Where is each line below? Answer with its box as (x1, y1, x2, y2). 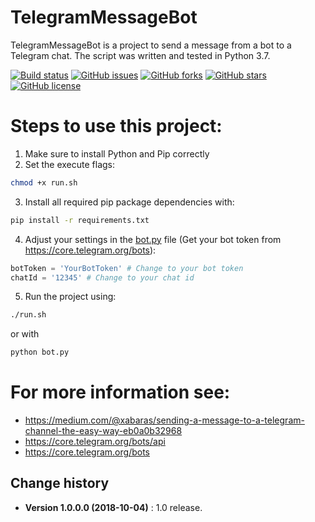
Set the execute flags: (24, 158, 116, 170)
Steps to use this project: (10, 115, 223, 138)
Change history (10, 475, 110, 492)
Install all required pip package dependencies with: (24, 196, 235, 208)
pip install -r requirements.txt (10, 215, 150, 225)
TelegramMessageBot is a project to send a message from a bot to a (10, 39, 292, 51)
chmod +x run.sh (10, 177, 78, 188)
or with (10, 328, 40, 340)
